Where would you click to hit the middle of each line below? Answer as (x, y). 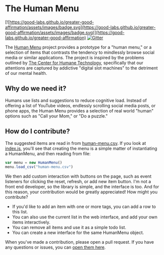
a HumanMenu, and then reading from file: (48, 153)
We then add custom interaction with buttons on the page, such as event (78, 176)
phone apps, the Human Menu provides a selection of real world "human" (79, 111)
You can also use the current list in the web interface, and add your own (85, 217)
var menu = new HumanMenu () (34, 162)
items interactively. (31, 222)
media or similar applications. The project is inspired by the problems (75, 57)
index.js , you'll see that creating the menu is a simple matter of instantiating (81, 148)
